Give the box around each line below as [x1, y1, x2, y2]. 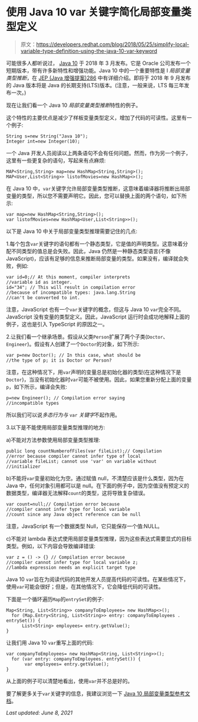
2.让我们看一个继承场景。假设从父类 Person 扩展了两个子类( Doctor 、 [6, 333, 169, 340]
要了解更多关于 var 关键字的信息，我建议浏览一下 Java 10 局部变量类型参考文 [6, 690, 190, 697]
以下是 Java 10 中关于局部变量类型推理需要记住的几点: [6, 228, 137, 235]
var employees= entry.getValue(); [24, 661, 110, 667]
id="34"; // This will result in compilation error [6, 284, 136, 290]
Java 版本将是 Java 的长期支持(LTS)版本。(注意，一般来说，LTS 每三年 [12, 81, 184, 88]
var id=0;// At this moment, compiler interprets [6, 274, 131, 280]
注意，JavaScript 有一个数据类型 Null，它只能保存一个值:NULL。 [6, 523, 163, 530]
